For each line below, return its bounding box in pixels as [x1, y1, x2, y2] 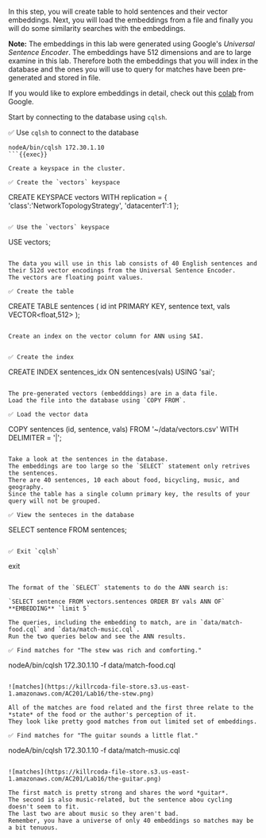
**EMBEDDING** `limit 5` [8, 605, 91, 613]
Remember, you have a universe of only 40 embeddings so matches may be [8, 816, 254, 824]
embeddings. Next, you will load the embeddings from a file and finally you [8, 15, 253, 25]
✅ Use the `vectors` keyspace [8, 223, 110, 231]
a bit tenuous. [8, 824, 59, 832]
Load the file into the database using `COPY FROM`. [8, 397, 187, 405]
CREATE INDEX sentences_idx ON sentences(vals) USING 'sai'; [8, 367, 215, 377]
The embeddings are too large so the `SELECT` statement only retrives [8, 462, 250, 470]
